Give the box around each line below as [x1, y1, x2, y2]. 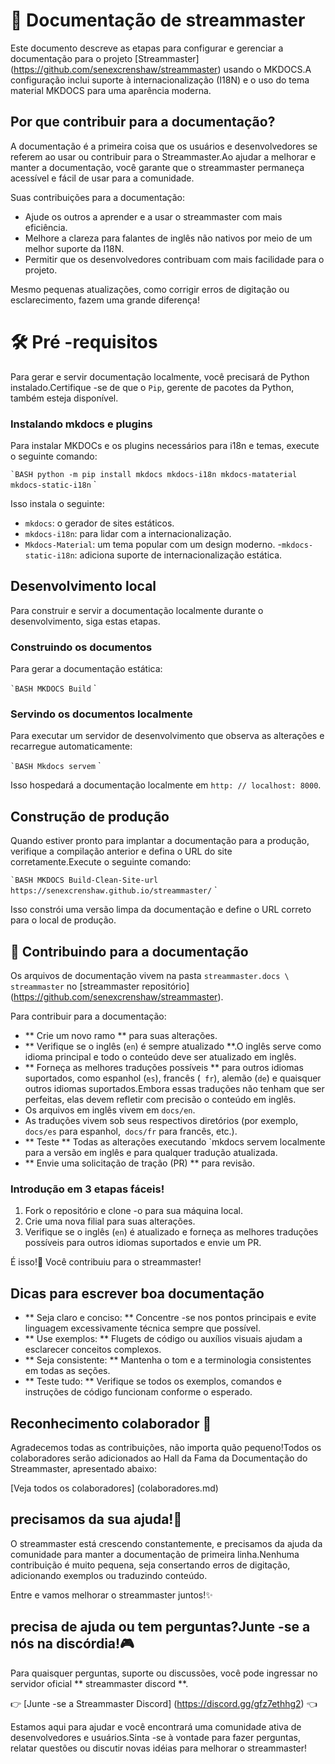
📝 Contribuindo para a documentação [10, 943, 249, 960]
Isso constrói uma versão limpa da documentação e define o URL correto [10, 904, 312, 916]
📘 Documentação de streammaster [10, 9, 306, 32]
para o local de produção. [10, 914, 117, 926]
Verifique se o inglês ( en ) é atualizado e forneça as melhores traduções [24, 1226, 319, 1238]
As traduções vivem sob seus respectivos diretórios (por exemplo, [24, 1115, 299, 1127]
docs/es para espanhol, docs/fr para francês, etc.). [24, 1125, 238, 1138]
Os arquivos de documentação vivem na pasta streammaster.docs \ [10, 970, 290, 982]
